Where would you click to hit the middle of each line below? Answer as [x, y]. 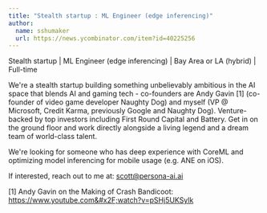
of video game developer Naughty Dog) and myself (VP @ [132, 102]
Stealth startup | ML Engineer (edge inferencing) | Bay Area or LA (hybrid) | [132, 61]
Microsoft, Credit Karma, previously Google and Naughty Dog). [112, 111]
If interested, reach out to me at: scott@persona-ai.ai [96, 176]
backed [21, 119]
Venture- [232, 111]
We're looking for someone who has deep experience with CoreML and [126, 152]
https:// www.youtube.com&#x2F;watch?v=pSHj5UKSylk [101, 200]
